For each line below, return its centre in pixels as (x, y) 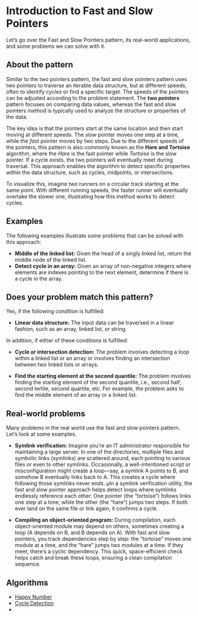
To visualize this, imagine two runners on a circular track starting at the (92, 184)
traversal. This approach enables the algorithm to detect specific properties (98, 166)
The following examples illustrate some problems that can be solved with (95, 236)
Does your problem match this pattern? (80, 297)
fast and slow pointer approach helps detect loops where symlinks (95, 490)
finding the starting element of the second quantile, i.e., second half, (98, 383)
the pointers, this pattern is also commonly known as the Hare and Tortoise (98, 147)
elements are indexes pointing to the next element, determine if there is (101, 272)
